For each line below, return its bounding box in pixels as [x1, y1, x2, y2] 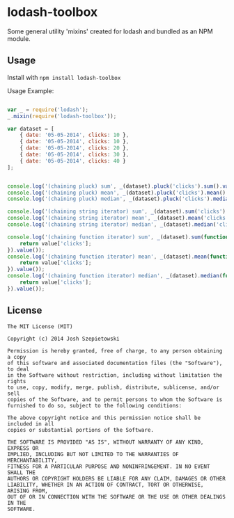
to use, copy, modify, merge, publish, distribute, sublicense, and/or [7, 384, 219, 391]
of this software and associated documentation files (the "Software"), [7, 359, 223, 366]
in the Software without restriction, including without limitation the [7, 371, 223, 379]
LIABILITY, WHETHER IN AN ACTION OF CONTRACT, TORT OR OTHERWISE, [7, 481, 204, 488]
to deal [7, 366, 30, 373]
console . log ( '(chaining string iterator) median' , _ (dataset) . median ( [7, 221, 217, 228]
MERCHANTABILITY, [7, 457, 58, 464]
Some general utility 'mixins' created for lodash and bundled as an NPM [7, 27, 214, 35]
